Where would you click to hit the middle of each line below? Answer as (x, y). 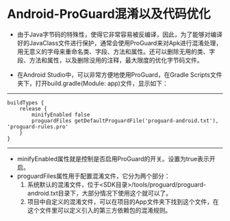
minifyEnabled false (61, 115)
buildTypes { (26, 103)
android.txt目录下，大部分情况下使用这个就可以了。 (100, 193)
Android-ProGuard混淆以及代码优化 (109, 14)
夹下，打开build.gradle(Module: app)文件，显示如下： (93, 83)
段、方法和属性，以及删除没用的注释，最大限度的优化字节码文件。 (110, 60)
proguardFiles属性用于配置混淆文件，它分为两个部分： (93, 176)
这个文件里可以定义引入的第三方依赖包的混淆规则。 (99, 210)
